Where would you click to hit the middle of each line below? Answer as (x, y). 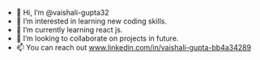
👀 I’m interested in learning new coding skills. (92, 21)
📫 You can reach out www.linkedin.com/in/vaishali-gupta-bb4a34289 (134, 47)
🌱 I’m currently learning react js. (69, 30)
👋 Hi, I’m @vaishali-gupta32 (62, 13)
